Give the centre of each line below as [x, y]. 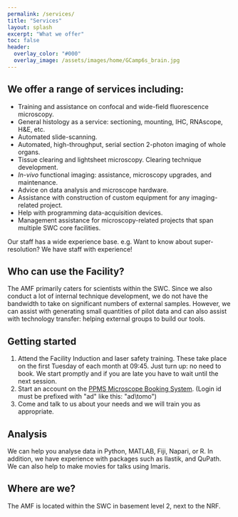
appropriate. [36, 411]
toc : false [24, 41]
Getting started [42, 341]
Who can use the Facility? [66, 271]
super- [203, 241]
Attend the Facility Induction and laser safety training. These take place [122, 359]
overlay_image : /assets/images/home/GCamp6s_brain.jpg [97, 61]
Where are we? [42, 489]
